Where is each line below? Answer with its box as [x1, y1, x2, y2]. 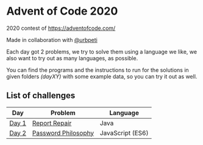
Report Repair [32, 119, 72, 127]
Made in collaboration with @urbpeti [6, 36, 98, 43]
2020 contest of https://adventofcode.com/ [6, 24, 116, 32]
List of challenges [6, 90, 76, 101]
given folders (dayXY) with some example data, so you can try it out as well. [6, 72, 198, 80]
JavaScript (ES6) [99, 129, 149, 137]
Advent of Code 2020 [6, 4, 118, 18]
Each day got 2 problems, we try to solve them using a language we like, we [6, 48, 197, 55]
